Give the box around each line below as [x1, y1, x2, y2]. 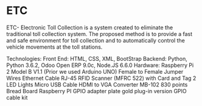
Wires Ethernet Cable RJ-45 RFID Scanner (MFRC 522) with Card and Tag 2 [6, 74, 197, 82]
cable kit [6, 94, 28, 101]
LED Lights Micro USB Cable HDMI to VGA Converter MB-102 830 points [6, 80, 188, 88]
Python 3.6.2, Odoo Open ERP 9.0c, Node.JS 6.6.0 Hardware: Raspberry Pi [6, 62, 194, 69]
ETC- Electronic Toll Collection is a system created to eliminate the [6, 24, 173, 31]
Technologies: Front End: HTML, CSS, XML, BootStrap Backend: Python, [6, 55, 187, 62]
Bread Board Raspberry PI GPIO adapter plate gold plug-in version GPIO [6, 87, 187, 94]
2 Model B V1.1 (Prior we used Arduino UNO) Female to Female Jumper [6, 68, 184, 75]
